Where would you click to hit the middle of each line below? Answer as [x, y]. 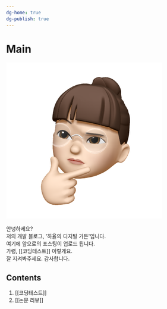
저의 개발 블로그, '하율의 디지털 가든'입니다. [56, 236]
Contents [24, 278]
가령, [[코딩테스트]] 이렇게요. [40, 251]
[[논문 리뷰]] [29, 300]
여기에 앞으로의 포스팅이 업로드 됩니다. [51, 244]
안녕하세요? [20, 229]
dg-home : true [24, 13]
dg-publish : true [28, 19]
